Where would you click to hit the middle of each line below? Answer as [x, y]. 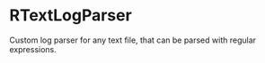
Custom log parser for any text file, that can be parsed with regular [133, 40]
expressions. [33, 49]
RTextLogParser [71, 16]
